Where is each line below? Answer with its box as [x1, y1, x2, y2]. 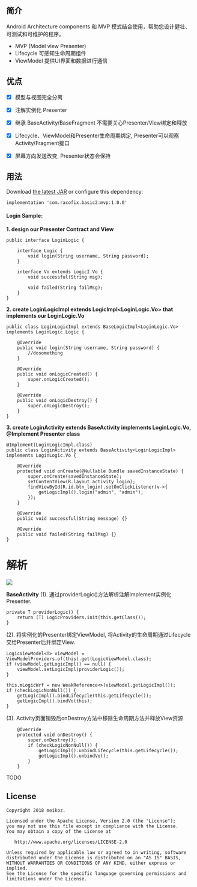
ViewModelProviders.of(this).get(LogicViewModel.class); [6, 655, 152, 662]
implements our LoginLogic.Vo [6, 312, 85, 319]
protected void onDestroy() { [17, 732, 93, 738]
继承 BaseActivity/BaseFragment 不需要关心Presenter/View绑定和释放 [14, 119, 187, 126]
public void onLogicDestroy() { [17, 397, 98, 403]
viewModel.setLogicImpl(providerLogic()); [17, 666, 125, 672]
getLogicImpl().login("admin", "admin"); [38, 489, 144, 495]
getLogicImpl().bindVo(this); [17, 697, 93, 704]
